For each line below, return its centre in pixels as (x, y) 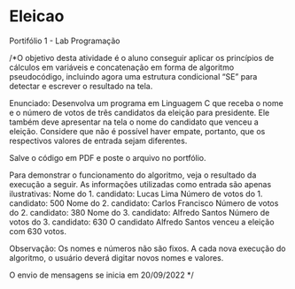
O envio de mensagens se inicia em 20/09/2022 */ (101, 275)
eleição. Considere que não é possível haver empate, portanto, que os (137, 131)
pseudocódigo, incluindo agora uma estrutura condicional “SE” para (133, 76)
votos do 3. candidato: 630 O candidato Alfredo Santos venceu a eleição (142, 222)
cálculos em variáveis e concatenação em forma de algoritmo (122, 67)
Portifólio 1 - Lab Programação (65, 41)
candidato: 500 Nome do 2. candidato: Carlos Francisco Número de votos (144, 203)
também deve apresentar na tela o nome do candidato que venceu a (134, 122)
